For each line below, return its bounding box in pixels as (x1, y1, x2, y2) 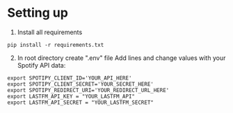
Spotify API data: (17, 61, 66, 69)
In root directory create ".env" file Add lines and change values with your (17, 54, 226, 62)
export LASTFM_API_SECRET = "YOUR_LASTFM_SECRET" (7, 99, 154, 106)
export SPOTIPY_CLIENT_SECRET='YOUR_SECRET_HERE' (7, 80, 154, 88)
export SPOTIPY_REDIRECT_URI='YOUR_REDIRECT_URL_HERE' (7, 86, 170, 93)
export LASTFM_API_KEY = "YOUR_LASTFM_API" (7, 93, 136, 100)
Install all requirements (17, 28, 83, 36)
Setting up (7, 5, 68, 21)
